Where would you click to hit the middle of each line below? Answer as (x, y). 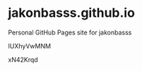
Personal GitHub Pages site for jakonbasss (70, 32)
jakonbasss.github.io (71, 13)
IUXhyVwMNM (30, 46)
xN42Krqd (23, 59)
